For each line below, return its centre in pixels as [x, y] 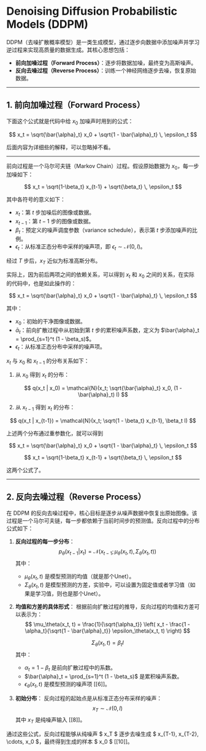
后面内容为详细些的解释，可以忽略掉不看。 [60, 147]
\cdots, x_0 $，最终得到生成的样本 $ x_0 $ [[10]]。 [70, 742]
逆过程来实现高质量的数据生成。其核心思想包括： [68, 50]
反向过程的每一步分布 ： [45, 541]
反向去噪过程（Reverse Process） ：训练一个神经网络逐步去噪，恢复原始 [105, 70]
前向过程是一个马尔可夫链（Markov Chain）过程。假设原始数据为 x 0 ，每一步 [103, 167]
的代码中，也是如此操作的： [41, 283]
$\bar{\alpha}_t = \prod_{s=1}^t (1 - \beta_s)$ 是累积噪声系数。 [103, 676]
